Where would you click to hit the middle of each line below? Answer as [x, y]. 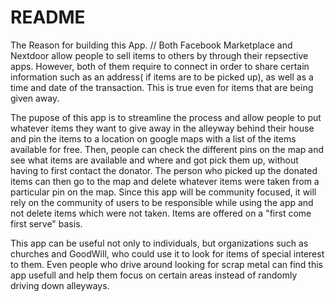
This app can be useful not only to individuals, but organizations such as [159, 243]
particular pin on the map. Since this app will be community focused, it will [163, 192]
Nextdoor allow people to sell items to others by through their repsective [159, 55]
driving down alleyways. [60, 285]
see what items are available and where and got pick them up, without [154, 160]
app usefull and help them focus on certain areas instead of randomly [154, 275]
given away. [35, 98]
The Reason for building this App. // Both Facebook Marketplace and [151, 45]
